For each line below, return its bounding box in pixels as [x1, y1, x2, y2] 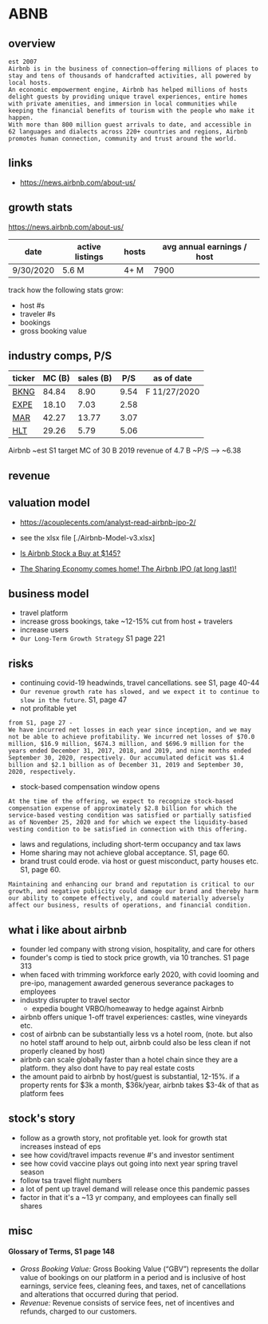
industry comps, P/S [8, 349, 112, 363]
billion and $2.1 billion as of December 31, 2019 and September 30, [8, 761, 245, 769]
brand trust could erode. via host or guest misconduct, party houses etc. [19, 856, 259, 866]
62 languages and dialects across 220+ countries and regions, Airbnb [8, 128, 248, 136]
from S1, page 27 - [8, 719, 73, 728]
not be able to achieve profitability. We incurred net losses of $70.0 [8, 733, 255, 741]
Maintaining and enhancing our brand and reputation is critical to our [8, 880, 255, 888]
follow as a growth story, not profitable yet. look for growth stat [19, 1133, 227, 1143]
